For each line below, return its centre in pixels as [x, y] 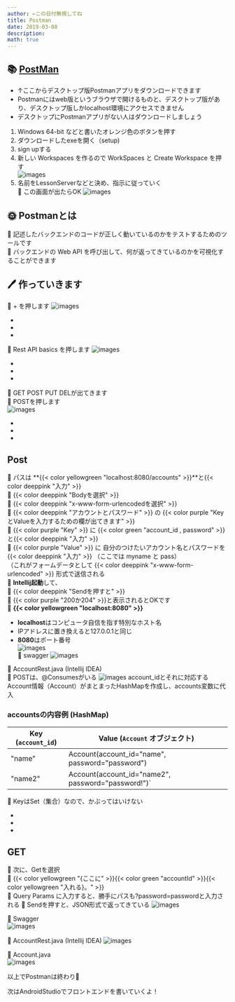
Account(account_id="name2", [120, 774]
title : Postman [29, 20]
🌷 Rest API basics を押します [49, 349]
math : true [23, 40]
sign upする [34, 149]
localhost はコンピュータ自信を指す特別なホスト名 [90, 623]
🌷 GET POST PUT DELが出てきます [57, 393]
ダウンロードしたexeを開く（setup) [69, 140]
